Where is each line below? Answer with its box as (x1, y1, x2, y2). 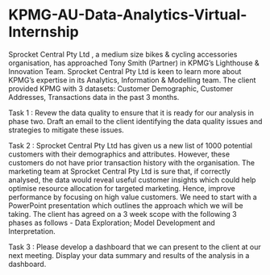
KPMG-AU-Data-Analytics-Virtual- (8, 6, 247, 24)
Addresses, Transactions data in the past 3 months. (8, 92, 180, 102)
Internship (8, 23, 79, 41)
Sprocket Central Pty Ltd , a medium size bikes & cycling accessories (8, 49, 238, 59)
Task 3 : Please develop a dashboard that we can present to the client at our (8, 242, 261, 252)
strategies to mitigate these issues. (8, 125, 125, 135)
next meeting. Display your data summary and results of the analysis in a (8, 250, 250, 260)
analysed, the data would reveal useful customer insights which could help (8, 175, 256, 185)
